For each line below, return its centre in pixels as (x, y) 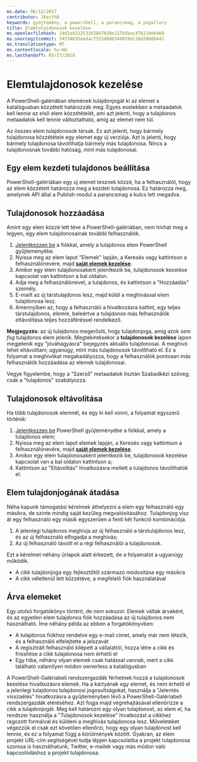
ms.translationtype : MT (36, 45)
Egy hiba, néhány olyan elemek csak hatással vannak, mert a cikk (94, 660)
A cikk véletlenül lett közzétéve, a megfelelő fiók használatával (91, 578)
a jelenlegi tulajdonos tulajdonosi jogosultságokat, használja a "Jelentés (93, 690)
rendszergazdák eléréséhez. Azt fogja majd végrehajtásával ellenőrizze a (95, 703)
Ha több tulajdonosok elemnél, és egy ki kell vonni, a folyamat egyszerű (93, 413)
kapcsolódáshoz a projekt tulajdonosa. (53, 753)
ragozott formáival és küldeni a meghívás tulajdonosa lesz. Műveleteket (93, 721)
